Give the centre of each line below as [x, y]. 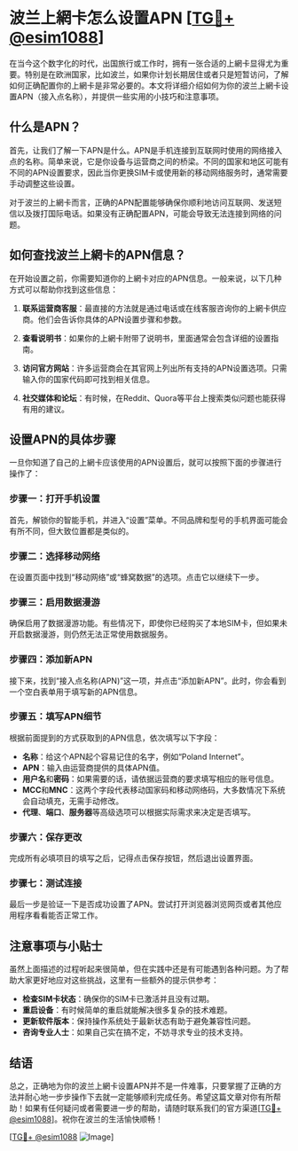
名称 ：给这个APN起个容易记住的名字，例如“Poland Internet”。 [135, 756]
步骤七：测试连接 [46, 883]
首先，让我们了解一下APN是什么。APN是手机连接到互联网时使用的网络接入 [146, 150]
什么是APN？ [45, 127]
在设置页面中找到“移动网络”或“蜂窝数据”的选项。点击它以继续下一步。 [137, 576]
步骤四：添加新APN [51, 660]
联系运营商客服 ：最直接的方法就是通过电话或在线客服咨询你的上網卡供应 [154, 308]
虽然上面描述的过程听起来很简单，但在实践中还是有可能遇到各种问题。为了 [145, 969]
